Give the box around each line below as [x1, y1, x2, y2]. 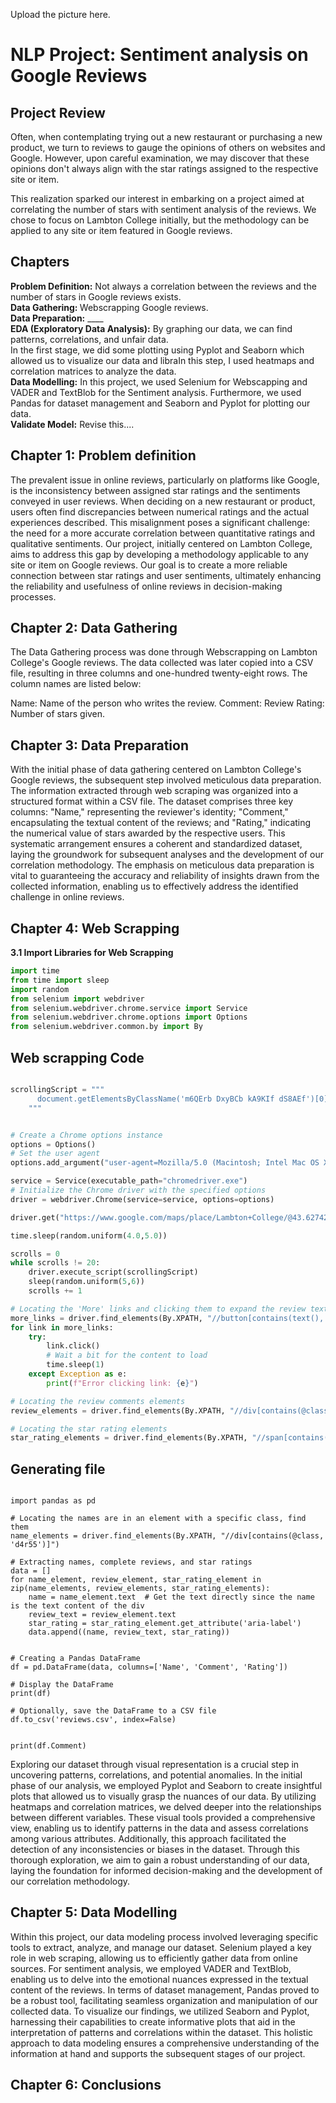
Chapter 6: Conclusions [10, 2077, 162, 2094]
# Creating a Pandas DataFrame [10, 1654, 141, 1664]
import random [10, 984, 70, 994]
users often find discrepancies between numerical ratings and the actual [10, 505, 310, 518]
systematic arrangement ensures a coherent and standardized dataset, [10, 838, 303, 850]
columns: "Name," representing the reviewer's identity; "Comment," [10, 806, 289, 818]
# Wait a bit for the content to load [46, 1350, 208, 1361]
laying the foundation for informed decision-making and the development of [10, 1865, 323, 1877]
